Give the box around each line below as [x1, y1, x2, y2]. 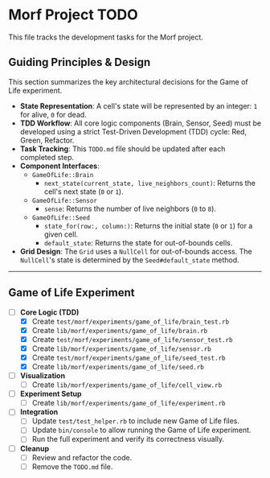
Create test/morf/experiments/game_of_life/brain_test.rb [31, 316, 230, 326]
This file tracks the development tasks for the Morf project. [8, 32, 203, 42]
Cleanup [19, 443, 50, 453]
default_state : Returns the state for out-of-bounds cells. [43, 237, 233, 247]
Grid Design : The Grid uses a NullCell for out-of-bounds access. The [19, 246, 252, 256]
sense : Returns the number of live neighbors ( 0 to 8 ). [43, 204, 217, 213]
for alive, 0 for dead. [19, 109, 87, 119]
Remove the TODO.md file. [31, 461, 113, 472]
